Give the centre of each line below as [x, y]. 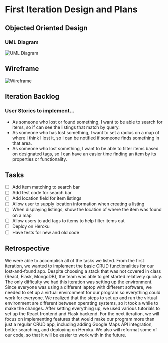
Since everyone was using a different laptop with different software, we [79, 287]
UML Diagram [22, 42]
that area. [22, 143]
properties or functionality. [40, 159]
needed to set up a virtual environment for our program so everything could [83, 292]
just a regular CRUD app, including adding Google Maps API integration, [79, 324]
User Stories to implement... [40, 111]
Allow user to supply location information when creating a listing [78, 204]
